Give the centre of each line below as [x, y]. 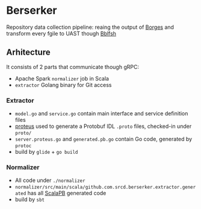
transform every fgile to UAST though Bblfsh [61, 33]
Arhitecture [28, 53]
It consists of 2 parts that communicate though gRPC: [73, 67]
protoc [23, 146]
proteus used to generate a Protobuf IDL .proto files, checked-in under [103, 126]
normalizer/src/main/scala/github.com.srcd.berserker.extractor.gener [105, 187]
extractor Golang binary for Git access [63, 85]
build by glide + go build [46, 152]
